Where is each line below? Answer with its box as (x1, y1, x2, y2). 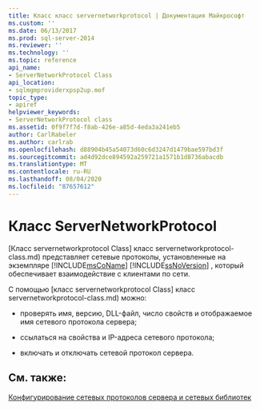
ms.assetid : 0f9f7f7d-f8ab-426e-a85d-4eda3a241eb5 (8, 123, 181, 131)
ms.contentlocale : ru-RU (8, 168, 91, 176)
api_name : (8, 64, 42, 72)
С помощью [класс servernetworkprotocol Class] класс (8, 285, 196, 294)
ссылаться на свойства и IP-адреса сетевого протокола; (19, 332, 214, 342)
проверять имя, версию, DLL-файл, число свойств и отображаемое (19, 308, 253, 318)
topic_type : (8, 94, 48, 102)
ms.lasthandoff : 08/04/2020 (8, 175, 102, 184)
